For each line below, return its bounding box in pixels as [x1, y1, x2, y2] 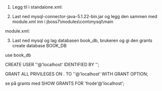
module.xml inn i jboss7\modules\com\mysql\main [12, 19, 114, 24]
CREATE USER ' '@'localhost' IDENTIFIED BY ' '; [5, 62, 99, 67]
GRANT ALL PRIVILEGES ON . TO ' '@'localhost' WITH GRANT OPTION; [5, 71, 148, 77]
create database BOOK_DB [12, 43, 67, 48]
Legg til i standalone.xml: [12, 4, 63, 10]
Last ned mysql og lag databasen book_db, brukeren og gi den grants [12, 37, 153, 43]
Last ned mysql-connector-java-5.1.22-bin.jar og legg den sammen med [12, 14, 158, 19]
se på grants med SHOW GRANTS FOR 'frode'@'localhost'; [5, 80, 125, 86]
